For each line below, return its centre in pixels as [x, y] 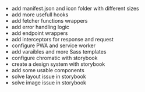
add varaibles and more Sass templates [59, 52]
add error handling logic [40, 27]
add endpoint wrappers [40, 33]
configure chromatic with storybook [54, 58]
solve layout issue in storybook [49, 76]
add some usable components [48, 70]
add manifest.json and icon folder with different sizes [75, 8]
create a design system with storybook [58, 64]
